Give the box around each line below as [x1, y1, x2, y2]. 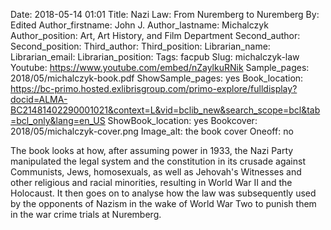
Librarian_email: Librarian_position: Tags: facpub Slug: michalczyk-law [10, 51, 300, 63]
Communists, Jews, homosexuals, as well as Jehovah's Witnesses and [10, 166, 302, 178]
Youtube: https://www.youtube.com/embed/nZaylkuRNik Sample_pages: [10, 62, 310, 73]
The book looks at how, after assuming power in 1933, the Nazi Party [10, 145, 294, 156]
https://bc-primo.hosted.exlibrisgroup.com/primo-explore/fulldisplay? [10, 83, 298, 94]
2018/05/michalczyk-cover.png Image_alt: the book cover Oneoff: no [10, 125, 294, 137]
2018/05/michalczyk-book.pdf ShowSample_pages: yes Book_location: [10, 72, 304, 84]
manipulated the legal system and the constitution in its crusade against [10, 155, 306, 167]
